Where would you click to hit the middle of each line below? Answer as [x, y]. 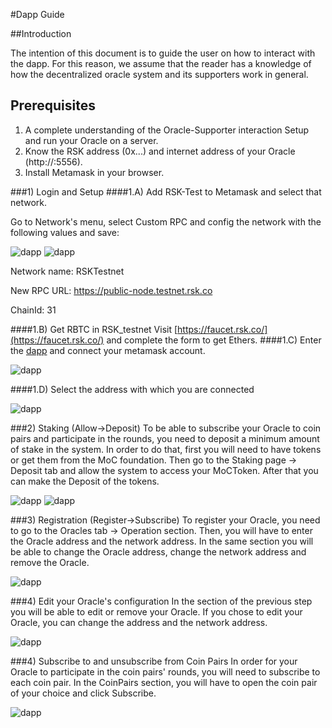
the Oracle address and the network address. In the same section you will [162, 541]
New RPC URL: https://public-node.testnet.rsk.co [111, 290]
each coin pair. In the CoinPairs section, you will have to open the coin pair [164, 682]
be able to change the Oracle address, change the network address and [158, 551]
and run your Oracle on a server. [91, 140]
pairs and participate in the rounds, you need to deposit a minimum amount [165, 438]
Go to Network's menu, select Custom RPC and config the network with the [166, 221]
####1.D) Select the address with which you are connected [132, 389]
